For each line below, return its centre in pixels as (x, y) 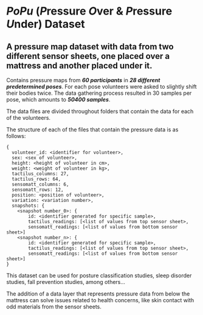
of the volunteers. (28, 118)
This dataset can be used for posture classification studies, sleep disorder (99, 275)
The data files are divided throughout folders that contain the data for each (100, 111)
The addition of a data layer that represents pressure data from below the (98, 294)
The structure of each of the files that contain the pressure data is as (92, 130)
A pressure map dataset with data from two (90, 47)
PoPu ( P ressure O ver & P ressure (89, 11)
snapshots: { (28, 206)
